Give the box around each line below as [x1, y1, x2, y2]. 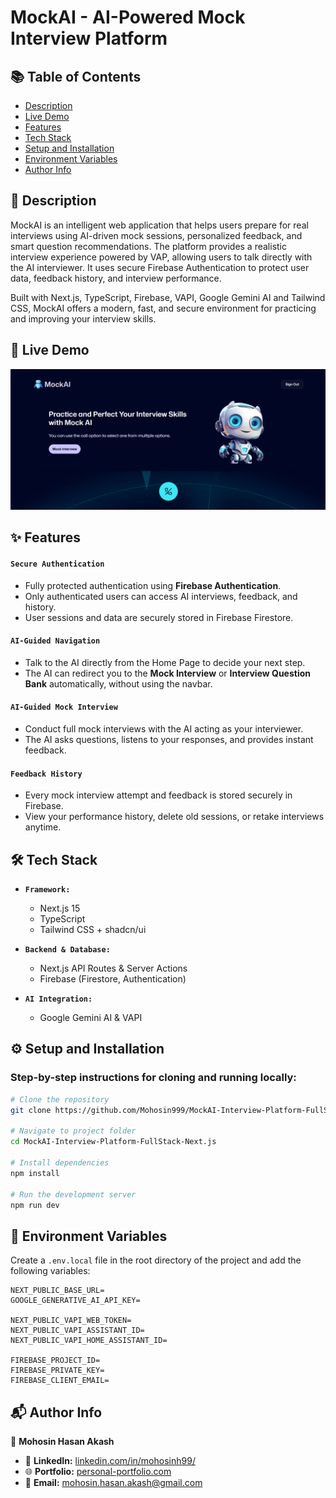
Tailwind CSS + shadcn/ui [39, 924, 147, 936]
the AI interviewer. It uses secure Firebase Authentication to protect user [10, 261, 310, 273]
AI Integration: [24, 994, 93, 1005]
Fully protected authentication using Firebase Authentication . [24, 579, 282, 591]
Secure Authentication [10, 559, 105, 570]
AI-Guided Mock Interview [10, 702, 118, 713]
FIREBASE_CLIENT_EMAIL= [10, 1376, 110, 1386]
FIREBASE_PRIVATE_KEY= [10, 1366, 105, 1376]
